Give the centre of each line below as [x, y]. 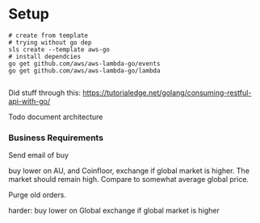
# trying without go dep [50, 42]
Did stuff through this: [45, 93]
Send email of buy [39, 155]
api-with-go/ [29, 101]
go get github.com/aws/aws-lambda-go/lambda [84, 70]
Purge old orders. [38, 195]
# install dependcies [45, 56]
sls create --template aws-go [59, 49]
